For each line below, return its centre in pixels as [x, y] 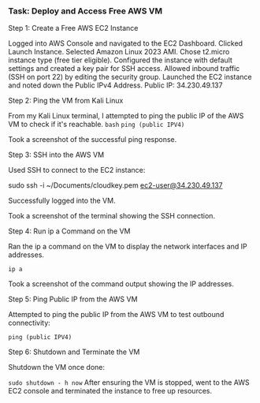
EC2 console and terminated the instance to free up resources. [110, 391]
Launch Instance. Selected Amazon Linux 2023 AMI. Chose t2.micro [119, 52]
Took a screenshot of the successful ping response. [93, 140]
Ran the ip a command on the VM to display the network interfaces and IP [128, 247]
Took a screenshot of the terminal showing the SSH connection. [111, 216]
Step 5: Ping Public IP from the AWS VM [73, 299]
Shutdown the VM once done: [56, 368]
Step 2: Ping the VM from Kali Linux [66, 101]
